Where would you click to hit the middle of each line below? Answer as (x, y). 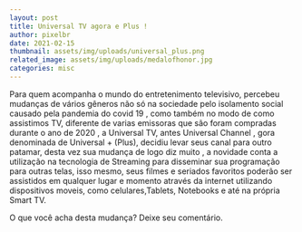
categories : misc (42, 69)
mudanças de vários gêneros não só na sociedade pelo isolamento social (146, 103)
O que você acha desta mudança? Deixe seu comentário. (117, 217)
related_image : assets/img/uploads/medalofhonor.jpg (111, 60)
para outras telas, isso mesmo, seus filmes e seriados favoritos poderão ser (151, 171)
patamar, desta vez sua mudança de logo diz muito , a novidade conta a (144, 151)
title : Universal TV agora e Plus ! (78, 26)
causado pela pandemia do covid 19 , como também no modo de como (142, 113)
